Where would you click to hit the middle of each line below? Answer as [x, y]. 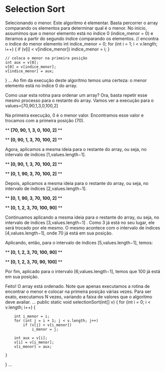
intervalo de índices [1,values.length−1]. [46, 154]
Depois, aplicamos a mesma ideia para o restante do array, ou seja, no [77, 183]
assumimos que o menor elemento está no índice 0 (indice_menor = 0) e [79, 33]
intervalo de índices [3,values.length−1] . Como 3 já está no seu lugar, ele [80, 222]
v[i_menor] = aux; [33, 347]
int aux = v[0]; [22, 62]
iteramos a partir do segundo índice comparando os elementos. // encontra [82, 39]
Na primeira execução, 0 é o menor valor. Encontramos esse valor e [74, 115]
